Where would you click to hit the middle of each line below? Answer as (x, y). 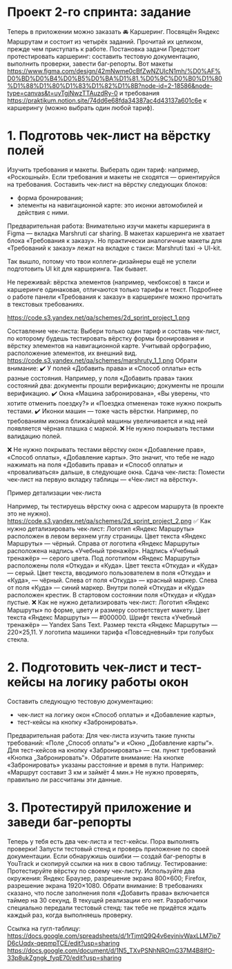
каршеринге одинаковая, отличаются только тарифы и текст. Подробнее (115, 289)
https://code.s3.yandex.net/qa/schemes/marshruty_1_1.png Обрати (103, 360)
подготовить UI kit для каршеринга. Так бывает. (78, 269)
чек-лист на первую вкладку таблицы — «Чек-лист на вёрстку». (103, 479)
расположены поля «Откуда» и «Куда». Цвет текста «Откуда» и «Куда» (113, 565)
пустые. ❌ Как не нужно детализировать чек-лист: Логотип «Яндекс (108, 602)
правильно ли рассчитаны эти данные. (65, 779)
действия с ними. (43, 212)
